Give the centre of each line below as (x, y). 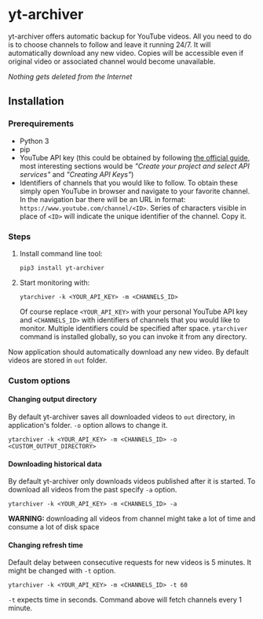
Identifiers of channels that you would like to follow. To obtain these (128, 182)
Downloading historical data (55, 464)
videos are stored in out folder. (58, 360)
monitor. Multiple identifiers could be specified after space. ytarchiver (133, 328)
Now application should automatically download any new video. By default (128, 352)
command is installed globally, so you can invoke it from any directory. (133, 337)
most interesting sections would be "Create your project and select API (134, 166)
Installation (36, 101)
